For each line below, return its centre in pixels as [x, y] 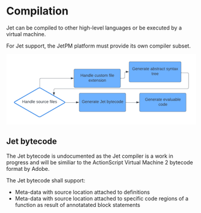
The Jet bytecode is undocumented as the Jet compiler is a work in [90, 156]
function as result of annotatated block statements [77, 205]
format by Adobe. [28, 168]
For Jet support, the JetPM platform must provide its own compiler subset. [99, 46]
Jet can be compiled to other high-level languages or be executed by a [94, 28]
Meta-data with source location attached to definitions [82, 192]
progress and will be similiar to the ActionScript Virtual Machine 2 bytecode [100, 162]
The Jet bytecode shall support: [46, 180]
